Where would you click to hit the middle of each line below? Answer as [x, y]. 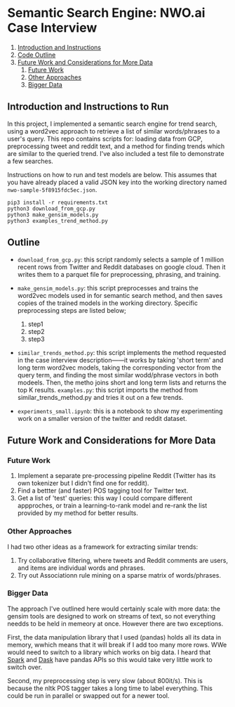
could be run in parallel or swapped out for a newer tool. [88, 695]
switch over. [25, 667]
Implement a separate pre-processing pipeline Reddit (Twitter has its [116, 476]
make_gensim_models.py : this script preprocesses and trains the [108, 288]
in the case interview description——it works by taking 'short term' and [120, 360]
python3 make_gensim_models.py [53, 215]
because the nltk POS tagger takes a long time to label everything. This [110, 688]
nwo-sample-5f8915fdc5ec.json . [52, 189]
